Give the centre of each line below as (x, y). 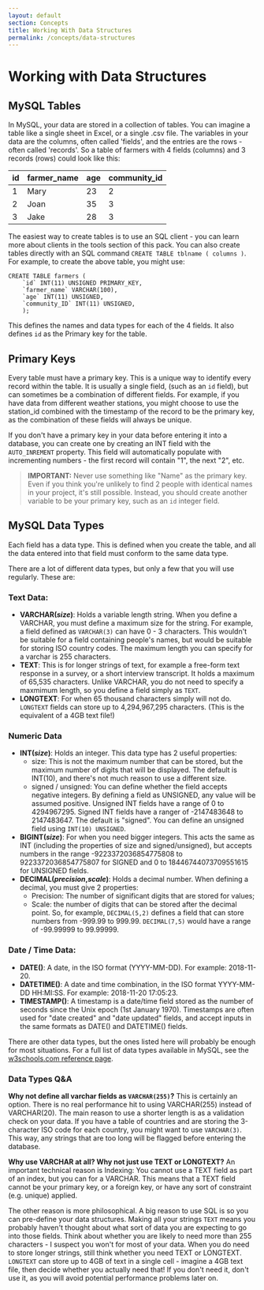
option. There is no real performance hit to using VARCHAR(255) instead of (130, 1105)
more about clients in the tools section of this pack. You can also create (124, 245)
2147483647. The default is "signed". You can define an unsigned (138, 820)
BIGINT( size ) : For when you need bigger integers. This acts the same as (137, 837)
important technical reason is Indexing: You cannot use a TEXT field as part (130, 1171)
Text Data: (28, 597)
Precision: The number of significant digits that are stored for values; (143, 896)
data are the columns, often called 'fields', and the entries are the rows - (125, 142)
